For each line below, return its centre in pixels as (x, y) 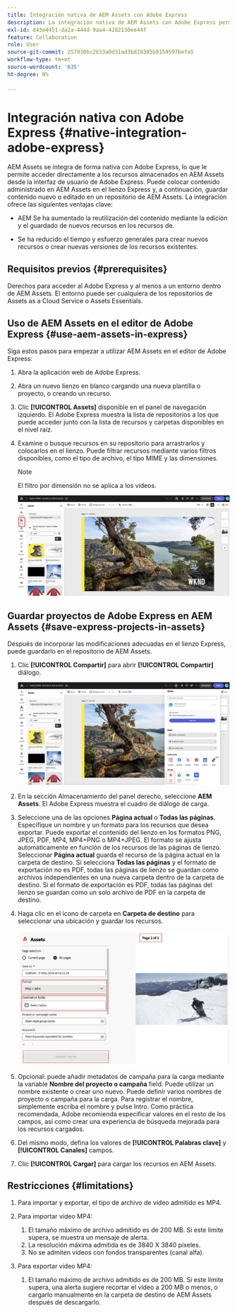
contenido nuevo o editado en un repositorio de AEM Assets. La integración (117, 197)
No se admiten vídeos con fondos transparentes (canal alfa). (116, 1252)
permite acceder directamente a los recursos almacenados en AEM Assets (116, 175)
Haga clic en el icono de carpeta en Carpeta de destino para (106, 914)
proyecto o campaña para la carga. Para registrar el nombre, (105, 1099)
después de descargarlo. (64, 1302)
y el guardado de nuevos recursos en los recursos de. (96, 226)
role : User (23, 45)
